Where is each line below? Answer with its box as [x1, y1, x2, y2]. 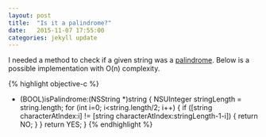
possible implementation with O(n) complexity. [8, 64, 160, 74]
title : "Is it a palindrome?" [8, 19, 112, 27]
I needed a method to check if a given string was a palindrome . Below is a [8, 55, 250, 65]
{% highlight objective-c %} [8, 79, 99, 89]
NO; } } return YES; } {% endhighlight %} [19, 120, 153, 129]
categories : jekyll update [8, 33, 98, 42]
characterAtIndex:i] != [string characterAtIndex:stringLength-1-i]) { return [19, 112, 258, 121]
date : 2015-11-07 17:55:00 [8, 26, 105, 34]
